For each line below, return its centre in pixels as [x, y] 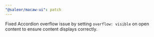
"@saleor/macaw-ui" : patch [33, 10]
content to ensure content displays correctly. [51, 29]
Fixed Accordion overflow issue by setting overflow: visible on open [77, 24]
